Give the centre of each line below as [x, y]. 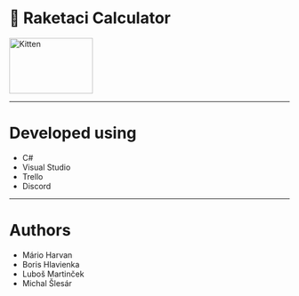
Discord [36, 186]
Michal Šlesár [47, 283]
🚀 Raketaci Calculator [90, 18]
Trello [32, 176]
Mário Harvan [47, 255]
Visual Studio [46, 167]
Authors [40, 231]
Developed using [73, 133]
